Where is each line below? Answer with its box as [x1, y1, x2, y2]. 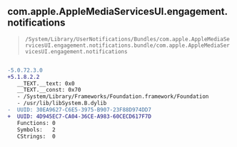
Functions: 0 [16, 119, 56, 126]
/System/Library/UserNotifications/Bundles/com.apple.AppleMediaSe [24, 36, 230, 43]
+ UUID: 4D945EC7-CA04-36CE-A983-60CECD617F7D [7, 113, 152, 120]
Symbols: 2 [16, 126, 56, 134]
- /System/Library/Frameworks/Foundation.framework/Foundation [16, 93, 209, 100]
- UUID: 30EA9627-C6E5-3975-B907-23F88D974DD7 [7, 107, 152, 114]
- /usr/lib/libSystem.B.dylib [16, 99, 107, 107]
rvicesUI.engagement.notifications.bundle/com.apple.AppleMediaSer [24, 42, 230, 49]
